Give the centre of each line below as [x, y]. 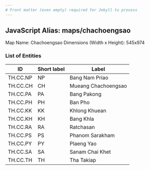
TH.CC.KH [20, 119]
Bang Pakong [85, 94]
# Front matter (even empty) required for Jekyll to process [71, 10]
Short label [51, 69]
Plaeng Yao [83, 144]
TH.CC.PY [20, 144]
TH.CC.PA [20, 94]
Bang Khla [82, 119]
